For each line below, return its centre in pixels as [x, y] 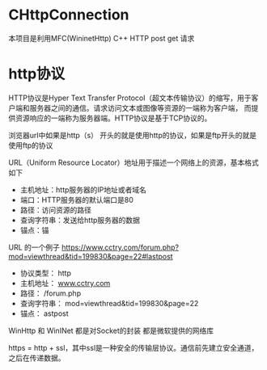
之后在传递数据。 [37, 358]
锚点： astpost [44, 313]
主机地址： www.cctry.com [65, 283]
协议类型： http [45, 273]
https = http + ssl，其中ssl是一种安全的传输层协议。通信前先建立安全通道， [133, 347]
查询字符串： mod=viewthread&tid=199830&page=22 [109, 303]
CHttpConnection [69, 15]
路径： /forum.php [51, 293]
